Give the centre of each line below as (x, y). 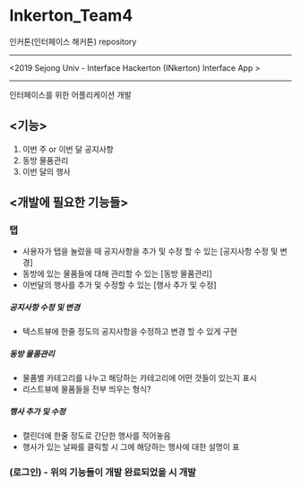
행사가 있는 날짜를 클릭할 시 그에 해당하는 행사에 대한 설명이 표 (131, 447)
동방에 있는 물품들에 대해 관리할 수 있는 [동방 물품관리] (117, 273)
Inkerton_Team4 (71, 16)
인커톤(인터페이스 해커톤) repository (73, 41)
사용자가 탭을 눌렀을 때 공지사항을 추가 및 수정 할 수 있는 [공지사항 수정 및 (150, 251)
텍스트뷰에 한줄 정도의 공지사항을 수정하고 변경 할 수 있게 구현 (129, 332)
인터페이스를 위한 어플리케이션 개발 (70, 94)
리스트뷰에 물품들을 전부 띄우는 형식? (86, 389)
